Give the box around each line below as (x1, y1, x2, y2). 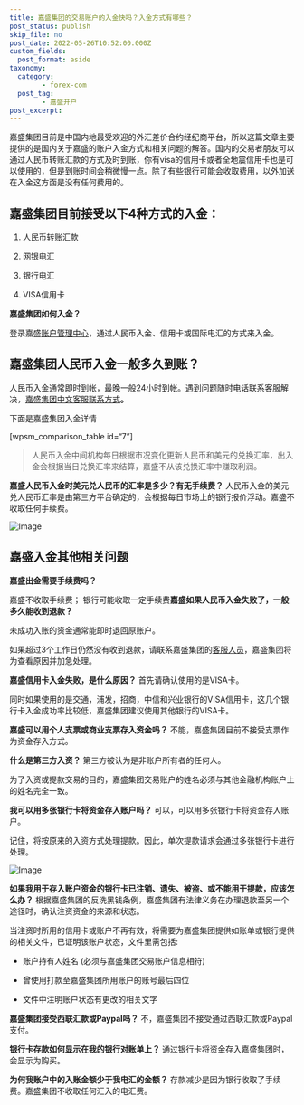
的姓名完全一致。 (9, 785, 73, 796)
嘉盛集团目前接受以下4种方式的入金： (9, 205, 220, 222)
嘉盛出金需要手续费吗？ (9, 575, 97, 586)
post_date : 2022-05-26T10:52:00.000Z (9, 38, 152, 48)
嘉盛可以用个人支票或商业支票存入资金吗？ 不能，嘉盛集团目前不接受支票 (9, 724, 281, 735)
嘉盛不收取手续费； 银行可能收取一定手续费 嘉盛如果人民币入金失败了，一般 (9, 594, 290, 605)
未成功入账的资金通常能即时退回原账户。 (9, 625, 160, 636)
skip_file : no (9, 30, 63, 39)
